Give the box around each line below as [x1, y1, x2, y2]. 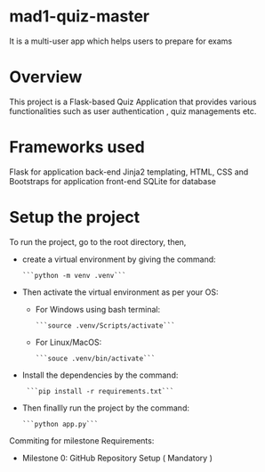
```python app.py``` [21, 419, 99, 428]
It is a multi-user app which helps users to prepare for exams [9, 36, 233, 46]
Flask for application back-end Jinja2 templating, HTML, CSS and [9, 167, 249, 177]
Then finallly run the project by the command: [21, 403, 189, 413]
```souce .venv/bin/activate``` [35, 354, 156, 362]
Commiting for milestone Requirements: [9, 435, 155, 446]
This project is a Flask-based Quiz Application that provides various [9, 96, 257, 107]
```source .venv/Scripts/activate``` [35, 321, 176, 330]
